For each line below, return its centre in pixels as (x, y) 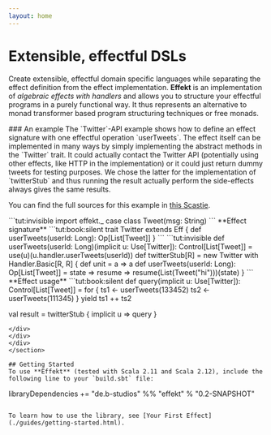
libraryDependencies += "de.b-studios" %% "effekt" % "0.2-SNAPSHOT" (132, 394)
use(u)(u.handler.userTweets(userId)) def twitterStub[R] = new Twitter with (133, 255)
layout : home (30, 16)
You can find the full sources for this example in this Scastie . (110, 205)
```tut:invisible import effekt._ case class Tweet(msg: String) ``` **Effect (127, 221)
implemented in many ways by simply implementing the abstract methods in (135, 146)
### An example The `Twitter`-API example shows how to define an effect (132, 129)
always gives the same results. (60, 189)
